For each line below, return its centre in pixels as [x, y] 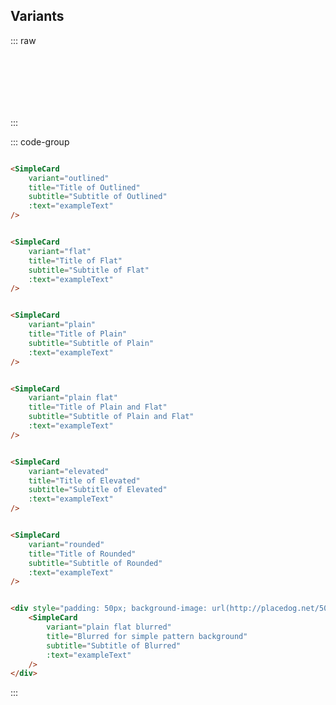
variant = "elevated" [69, 471]
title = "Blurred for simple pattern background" [147, 636]
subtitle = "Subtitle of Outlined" [98, 197]
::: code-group [40, 141]
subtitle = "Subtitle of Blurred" [114, 645]
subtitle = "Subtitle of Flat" [89, 270]
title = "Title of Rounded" [82, 554]
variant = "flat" [60, 251]
